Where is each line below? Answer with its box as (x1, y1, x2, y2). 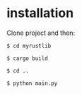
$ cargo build (6, 55, 49, 62)
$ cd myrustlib (6, 42, 52, 49)
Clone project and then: (6, 28, 76, 37)
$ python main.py (6, 80, 58, 87)
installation (6, 5, 74, 21)
